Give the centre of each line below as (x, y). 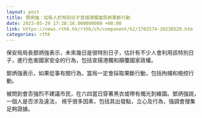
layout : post (23, 12)
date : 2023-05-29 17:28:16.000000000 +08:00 (64, 23)
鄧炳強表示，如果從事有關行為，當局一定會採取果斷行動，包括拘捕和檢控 (97, 73)
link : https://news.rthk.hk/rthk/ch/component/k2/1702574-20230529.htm (99, 29)
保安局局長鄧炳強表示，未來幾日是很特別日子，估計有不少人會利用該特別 (97, 53)
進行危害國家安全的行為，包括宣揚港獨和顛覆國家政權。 (87, 60)
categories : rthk (28, 35)
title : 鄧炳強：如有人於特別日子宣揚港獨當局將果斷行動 (68, 18)
